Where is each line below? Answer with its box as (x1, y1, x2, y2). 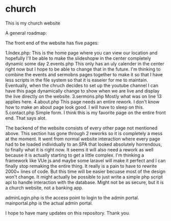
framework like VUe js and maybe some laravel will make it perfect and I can (5, 157, 166, 164)
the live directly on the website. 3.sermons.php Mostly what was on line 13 (5, 93, 162, 99)
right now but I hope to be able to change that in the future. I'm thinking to (5, 66, 161, 72)
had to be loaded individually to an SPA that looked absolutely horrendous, (5, 141, 162, 147)
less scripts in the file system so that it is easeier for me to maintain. (5, 77, 148, 83)
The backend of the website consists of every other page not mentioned (5, 125, 158, 131)
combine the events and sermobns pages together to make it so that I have (5, 71, 163, 77)
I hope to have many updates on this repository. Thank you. (5, 210, 130, 216)
